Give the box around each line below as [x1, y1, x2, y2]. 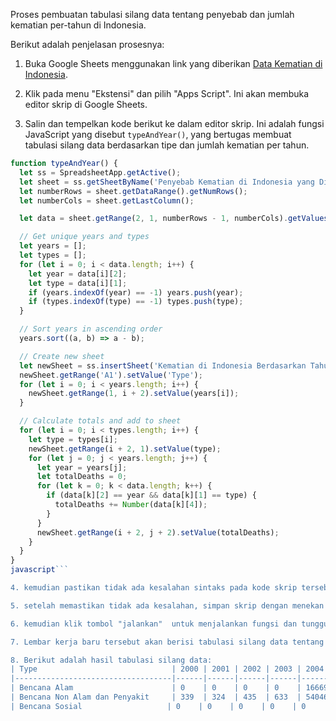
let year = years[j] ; [36, 462, 128, 473]
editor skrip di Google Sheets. [24, 99, 148, 110]
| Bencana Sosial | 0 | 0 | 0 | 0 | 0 [10, 701, 307, 711]
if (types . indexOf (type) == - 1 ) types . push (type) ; [28, 297, 244, 307]
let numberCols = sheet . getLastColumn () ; [19, 195, 195, 206]
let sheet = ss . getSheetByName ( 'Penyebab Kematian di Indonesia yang [19, 177, 315, 187]
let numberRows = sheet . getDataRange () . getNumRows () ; [19, 186, 248, 196]
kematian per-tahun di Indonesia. [10, 19, 147, 31]
